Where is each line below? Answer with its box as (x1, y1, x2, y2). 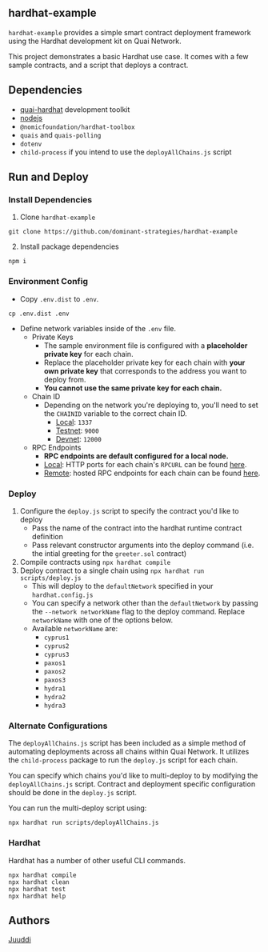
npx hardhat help (8, 892, 66, 900)
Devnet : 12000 (55, 434, 102, 443)
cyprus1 (43, 634, 70, 642)
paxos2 (43, 667, 66, 675)
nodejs (19, 113, 42, 122)
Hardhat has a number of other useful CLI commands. (8, 855, 186, 865)
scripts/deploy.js (19, 574, 82, 582)
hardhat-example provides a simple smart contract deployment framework (8, 27, 251, 37)
